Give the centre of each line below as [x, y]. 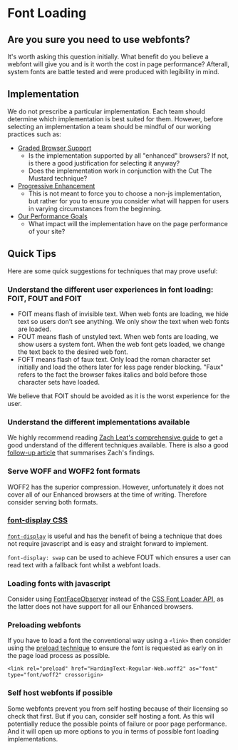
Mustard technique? [58, 178]
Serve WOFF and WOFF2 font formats [74, 471]
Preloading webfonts [45, 625]
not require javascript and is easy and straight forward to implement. [108, 543]
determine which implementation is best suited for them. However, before [115, 118]
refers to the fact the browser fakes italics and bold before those [112, 374]
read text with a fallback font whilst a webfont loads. [84, 564]
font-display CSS [37, 520]
